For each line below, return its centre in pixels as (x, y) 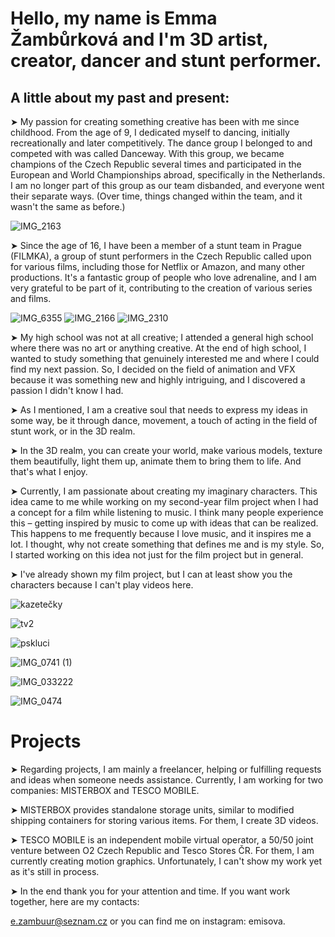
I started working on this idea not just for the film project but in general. (157, 555)
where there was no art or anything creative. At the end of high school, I (158, 348)
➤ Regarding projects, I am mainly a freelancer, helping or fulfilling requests (166, 769)
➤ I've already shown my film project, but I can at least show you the (151, 574)
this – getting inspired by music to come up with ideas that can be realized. (164, 523)
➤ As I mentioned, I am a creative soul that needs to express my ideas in (159, 410)
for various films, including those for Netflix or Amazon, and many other (157, 266)
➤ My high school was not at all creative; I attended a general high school (162, 337)
